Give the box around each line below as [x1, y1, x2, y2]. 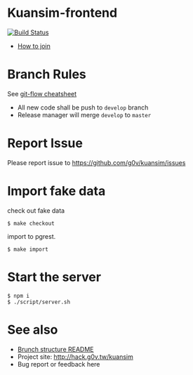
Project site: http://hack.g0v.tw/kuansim [17, 353, 133, 361]
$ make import [7, 246, 49, 253]
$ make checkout [7, 220, 55, 227]
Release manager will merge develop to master [17, 110, 152, 119]
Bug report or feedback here [17, 360, 100, 368]
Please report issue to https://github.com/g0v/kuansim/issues [7, 158, 186, 166]
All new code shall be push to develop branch [17, 103, 149, 112]
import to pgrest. [7, 232, 56, 240]
